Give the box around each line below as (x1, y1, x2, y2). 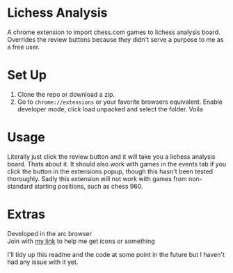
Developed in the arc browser (7, 229, 93, 237)
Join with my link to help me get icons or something (7, 237, 155, 245)
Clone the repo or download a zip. (17, 90, 115, 98)
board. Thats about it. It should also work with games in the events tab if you (7, 159, 227, 168)
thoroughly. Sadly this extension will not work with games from (7, 174, 187, 182)
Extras (7, 207, 45, 222)
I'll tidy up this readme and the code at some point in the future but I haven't (7, 250, 225, 258)
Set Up (7, 68, 47, 83)
